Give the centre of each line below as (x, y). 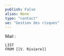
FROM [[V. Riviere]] (26, 49)
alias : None (17, 14)
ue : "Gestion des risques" (32, 23)
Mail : (10, 36)
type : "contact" (21, 18)
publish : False (20, 9)
